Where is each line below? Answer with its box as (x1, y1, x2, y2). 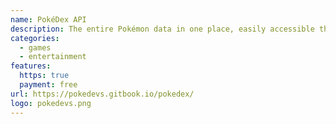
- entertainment (19, 52, 87, 62)
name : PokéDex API (10, 14, 87, 25)
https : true (19, 71, 70, 81)
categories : (10, 33, 60, 43)
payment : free (19, 80, 78, 90)
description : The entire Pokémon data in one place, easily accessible (10, 24, 315, 34)
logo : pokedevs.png (10, 98, 92, 108)
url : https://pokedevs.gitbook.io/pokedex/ (10, 89, 195, 99)
